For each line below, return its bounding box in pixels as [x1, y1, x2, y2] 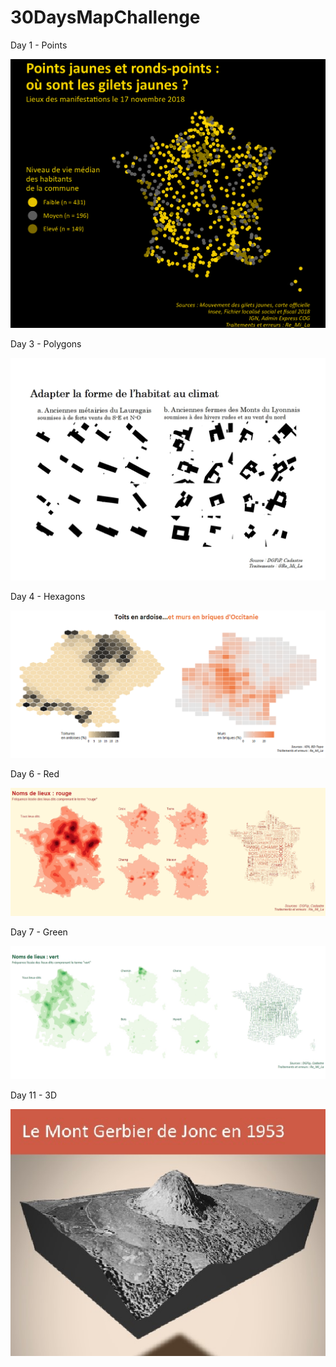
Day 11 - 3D [10, 1089, 58, 1101]
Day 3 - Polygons [10, 338, 82, 350]
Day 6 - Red [10, 767, 60, 780]
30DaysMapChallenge [10, 6, 201, 29]
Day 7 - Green [10, 926, 68, 938]
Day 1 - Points [10, 39, 68, 51]
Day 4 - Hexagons [10, 591, 86, 603]
